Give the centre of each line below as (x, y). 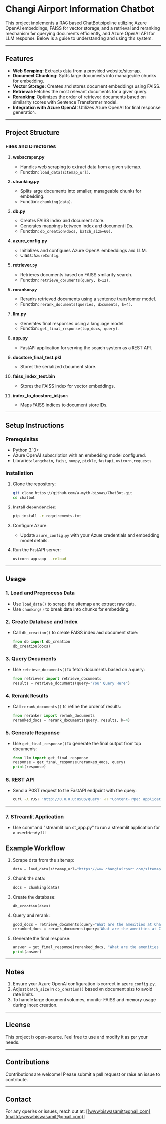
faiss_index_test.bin (34, 376)
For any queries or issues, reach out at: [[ (48, 1111)
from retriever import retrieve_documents (57, 678)
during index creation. (35, 1005)
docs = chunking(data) (36, 887)
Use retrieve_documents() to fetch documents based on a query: (79, 669)
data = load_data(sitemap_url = (45, 869)
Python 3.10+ (26, 450)
